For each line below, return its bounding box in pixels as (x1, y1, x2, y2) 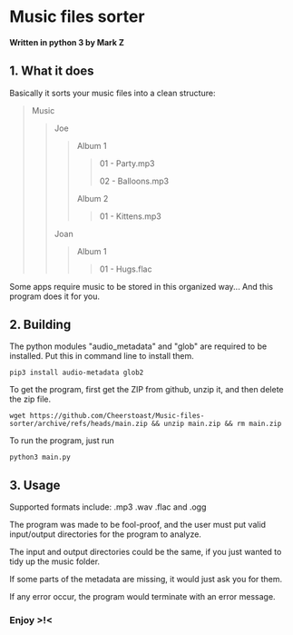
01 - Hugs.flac (99, 263, 152, 274)
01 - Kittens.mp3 (99, 211, 161, 222)
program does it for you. (9, 291, 100, 302)
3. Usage (9, 477, 61, 492)
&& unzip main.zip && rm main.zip (151, 420, 282, 429)
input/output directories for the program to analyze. (9, 529, 202, 540)
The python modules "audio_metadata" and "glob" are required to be (9, 341, 268, 352)
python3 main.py (9, 452, 71, 462)
